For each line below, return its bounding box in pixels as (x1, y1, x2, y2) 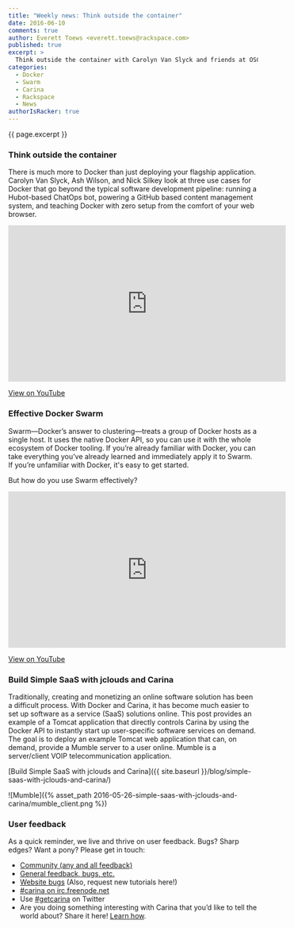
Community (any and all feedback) (19, 860, 133, 870)
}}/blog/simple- (200, 766, 252, 775)
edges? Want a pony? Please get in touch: (8, 845, 145, 855)
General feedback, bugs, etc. (19, 869, 115, 879)
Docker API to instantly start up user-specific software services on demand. (8, 725, 256, 735)
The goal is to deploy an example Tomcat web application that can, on (8, 734, 238, 744)
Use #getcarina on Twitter (19, 895, 105, 904)
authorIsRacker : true (8, 108, 80, 116)
